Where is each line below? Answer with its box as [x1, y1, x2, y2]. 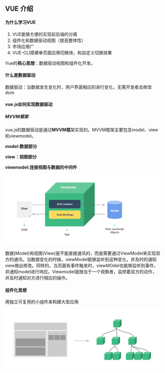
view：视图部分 [5, 154, 37, 160]
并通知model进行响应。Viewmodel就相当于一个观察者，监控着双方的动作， [5, 268, 157, 274]
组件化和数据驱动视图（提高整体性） [12, 37, 86, 43]
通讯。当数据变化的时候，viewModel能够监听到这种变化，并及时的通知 [13, 256, 157, 262]
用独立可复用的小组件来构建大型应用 [5, 299, 79, 305]
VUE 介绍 [5, 4, 33, 13]
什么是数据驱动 [5, 72, 35, 78]
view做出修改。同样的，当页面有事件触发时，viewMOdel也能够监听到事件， [5, 262, 159, 268]
